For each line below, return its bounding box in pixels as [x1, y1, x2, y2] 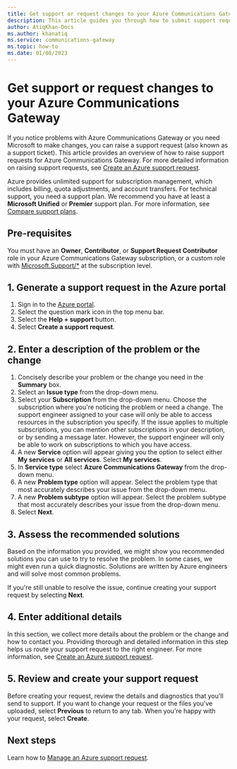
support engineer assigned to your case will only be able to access [17, 411, 213, 419]
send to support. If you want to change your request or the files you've [7, 699, 213, 708]
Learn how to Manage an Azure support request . [7, 753, 150, 762]
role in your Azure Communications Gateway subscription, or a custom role [7, 253, 226, 262]
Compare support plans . [7, 207, 78, 215]
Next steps [7, 734, 56, 746]
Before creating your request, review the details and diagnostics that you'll [7, 691, 224, 700]
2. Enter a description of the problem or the [7, 343, 200, 355]
